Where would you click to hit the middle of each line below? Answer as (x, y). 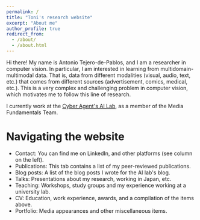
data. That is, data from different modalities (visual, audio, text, (113, 75)
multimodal (20, 75)
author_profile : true (33, 29)
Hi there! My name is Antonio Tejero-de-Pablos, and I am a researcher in (96, 62)
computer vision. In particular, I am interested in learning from (83, 69)
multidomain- (177, 69)
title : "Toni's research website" (50, 17)
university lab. (33, 191)
